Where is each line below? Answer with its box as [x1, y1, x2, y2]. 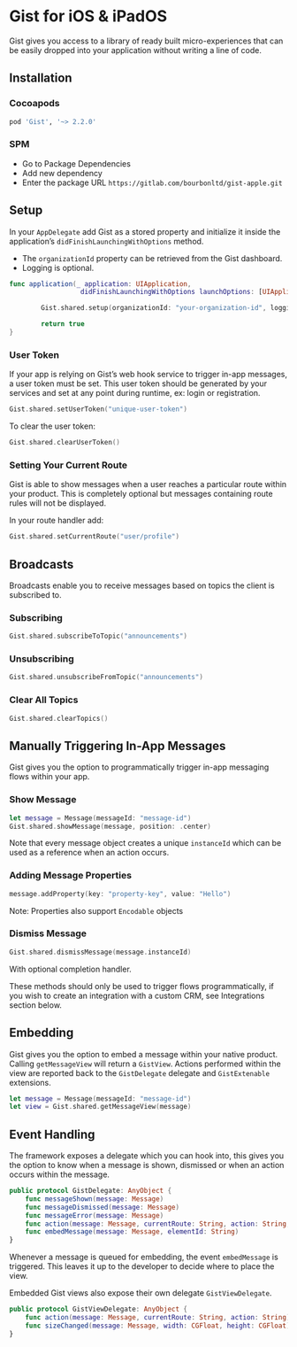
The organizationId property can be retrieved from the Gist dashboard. [21, 252, 283, 263]
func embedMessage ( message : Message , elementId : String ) [25, 1227, 240, 1236]
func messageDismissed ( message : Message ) [25, 1203, 179, 1212]
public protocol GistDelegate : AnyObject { [9, 1187, 172, 1196]
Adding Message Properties [9, 870, 133, 882]
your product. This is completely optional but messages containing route [9, 489, 273, 499]
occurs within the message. [9, 1169, 110, 1180]
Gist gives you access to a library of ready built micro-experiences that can [9, 35, 284, 46]
